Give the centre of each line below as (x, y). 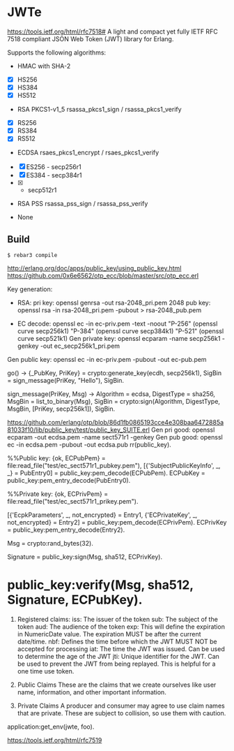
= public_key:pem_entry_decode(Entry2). (66, 530)
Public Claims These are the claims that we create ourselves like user (117, 685)
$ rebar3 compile (32, 256)
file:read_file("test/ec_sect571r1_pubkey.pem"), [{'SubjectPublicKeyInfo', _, (114, 466)
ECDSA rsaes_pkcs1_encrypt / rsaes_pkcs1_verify (88, 153)
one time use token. (46, 671)
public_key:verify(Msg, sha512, (100, 585)
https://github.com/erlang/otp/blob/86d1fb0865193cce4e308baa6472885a (116, 423)
